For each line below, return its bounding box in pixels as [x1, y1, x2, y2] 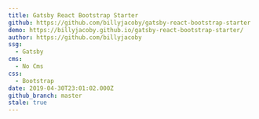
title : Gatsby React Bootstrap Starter [8, 11, 139, 20]
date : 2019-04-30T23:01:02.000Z [8, 84, 114, 92]
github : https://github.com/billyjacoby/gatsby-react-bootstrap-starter [8, 19, 251, 27]
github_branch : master [8, 92, 82, 99]
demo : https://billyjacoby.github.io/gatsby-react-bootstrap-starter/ [8, 26, 244, 34]
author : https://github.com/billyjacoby [8, 33, 143, 41]
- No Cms [15, 63, 44, 70]
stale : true [8, 99, 47, 106]
